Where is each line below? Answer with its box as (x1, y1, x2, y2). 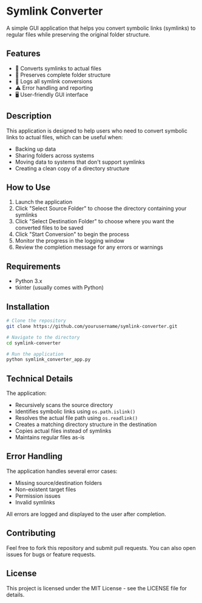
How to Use (6, 182, 51, 192)
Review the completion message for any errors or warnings (15, 243, 164, 251)
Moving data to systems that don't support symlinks (15, 158, 146, 166)
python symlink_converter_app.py (6, 357, 91, 363)
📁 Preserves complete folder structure (15, 71, 111, 78)
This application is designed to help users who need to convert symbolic (6, 127, 188, 134)
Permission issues (15, 492, 61, 500)
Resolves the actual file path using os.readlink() (15, 414, 138, 422)
